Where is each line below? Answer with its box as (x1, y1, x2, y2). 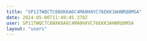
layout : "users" (6, 25, 47, 32)
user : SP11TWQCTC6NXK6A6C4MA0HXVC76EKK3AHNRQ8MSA (6, 20, 134, 26)
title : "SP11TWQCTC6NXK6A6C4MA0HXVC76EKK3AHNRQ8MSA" (6, 8, 142, 15)
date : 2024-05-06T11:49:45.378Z (6, 14, 88, 20)
